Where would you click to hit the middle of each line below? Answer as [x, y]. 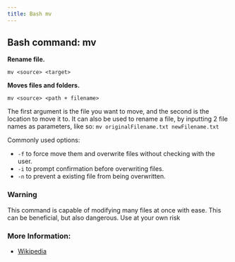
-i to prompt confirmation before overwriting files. [91, 169]
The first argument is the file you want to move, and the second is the [108, 112]
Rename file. [26, 59]
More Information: [39, 236]
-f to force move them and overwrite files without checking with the [116, 154]
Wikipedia [32, 251]
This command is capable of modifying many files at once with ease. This [114, 210]
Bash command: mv [52, 43]
